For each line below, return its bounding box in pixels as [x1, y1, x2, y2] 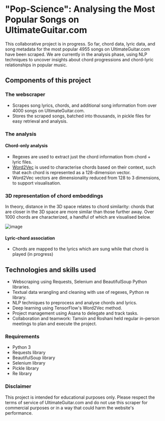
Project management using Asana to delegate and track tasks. [12, 310, 139, 316]
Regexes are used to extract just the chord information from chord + [12, 153, 151, 159]
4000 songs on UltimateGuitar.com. [12, 107, 85, 113]
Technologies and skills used [5, 266, 96, 274]
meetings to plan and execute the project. [12, 321, 97, 327]
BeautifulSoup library [12, 355, 56, 361]
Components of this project [5, 76, 91, 85]
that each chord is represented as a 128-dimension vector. [12, 169, 131, 175]
